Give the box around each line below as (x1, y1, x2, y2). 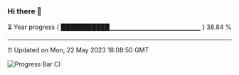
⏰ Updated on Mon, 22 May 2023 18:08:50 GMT (7, 46, 149, 54)
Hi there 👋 (7, 6, 43, 16)
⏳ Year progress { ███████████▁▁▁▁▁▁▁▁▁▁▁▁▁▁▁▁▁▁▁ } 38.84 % (7, 23, 232, 31)
